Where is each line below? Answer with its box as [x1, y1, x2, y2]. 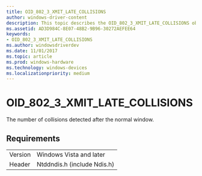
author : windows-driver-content [6, 14, 87, 20]
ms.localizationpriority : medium [6, 70, 90, 76]
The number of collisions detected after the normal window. [6, 116, 155, 123]
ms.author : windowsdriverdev [6, 43, 79, 49]
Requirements [6, 133, 60, 144]
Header [9, 160, 31, 168]
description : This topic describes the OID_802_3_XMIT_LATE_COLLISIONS [6, 20, 189, 26]
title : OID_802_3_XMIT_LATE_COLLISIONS [6, 8, 106, 15]
